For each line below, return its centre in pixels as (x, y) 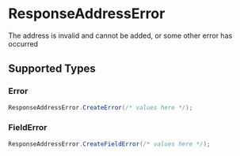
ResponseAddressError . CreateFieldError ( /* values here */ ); (110, 144)
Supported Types (52, 69)
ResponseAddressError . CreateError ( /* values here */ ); (101, 107)
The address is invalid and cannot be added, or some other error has (120, 35)
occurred (23, 43)
